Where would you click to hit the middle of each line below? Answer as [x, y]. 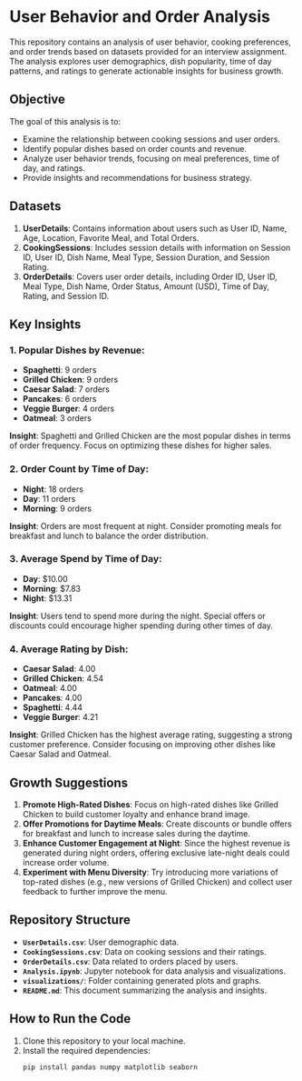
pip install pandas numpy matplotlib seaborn [110, 1067]
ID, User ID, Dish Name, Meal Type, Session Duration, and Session [146, 257]
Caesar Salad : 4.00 [59, 669]
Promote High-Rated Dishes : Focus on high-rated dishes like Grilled [151, 804]
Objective [38, 100]
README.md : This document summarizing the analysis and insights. [145, 990]
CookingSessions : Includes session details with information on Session [156, 247]
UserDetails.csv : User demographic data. [101, 942]
